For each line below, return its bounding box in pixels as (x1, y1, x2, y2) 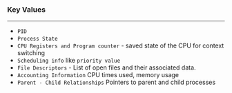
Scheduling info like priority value (17, 56, 121, 65)
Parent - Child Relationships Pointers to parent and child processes (17, 78, 216, 87)
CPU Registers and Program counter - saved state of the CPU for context (17, 41, 224, 50)
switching (17, 49, 46, 57)
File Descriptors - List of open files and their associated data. (17, 63, 196, 72)
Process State (17, 36, 58, 43)
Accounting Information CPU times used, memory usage (17, 71, 180, 79)
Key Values (7, 5, 46, 14)
